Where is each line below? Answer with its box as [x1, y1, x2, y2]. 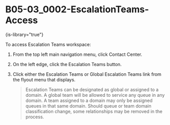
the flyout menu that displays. [12, 76, 76, 82]
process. [25, 114, 45, 120]
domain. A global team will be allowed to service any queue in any [25, 92, 165, 98]
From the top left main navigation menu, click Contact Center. [12, 51, 142, 57]
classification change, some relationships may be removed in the [25, 108, 163, 114]
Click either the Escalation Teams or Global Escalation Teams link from [12, 71, 162, 77]
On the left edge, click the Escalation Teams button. [12, 61, 122, 67]
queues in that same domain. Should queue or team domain [25, 102, 152, 109]
